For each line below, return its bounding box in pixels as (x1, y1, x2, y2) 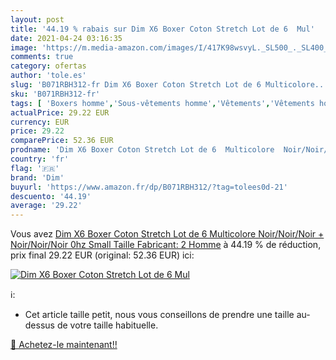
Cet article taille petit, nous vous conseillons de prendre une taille (24, 309, 295, 321)
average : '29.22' (10, 201, 83, 211)
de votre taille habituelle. (56, 319, 159, 331)
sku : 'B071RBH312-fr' (10, 89, 101, 99)
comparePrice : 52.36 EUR (10, 136, 114, 146)
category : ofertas (10, 61, 87, 71)
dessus (24, 319, 55, 331)
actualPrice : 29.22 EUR (10, 107, 110, 118)
